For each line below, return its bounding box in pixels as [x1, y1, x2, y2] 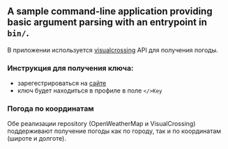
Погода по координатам [7, 104, 94, 113]
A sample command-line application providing [7, 6, 213, 17]
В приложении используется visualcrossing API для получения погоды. [7, 45, 218, 54]
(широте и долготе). [7, 134, 66, 143]
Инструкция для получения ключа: [7, 63, 134, 72]
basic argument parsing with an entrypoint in [7, 17, 208, 29]
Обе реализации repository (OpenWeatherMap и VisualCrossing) [7, 120, 196, 128]
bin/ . [7, 27, 29, 39]
